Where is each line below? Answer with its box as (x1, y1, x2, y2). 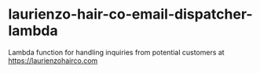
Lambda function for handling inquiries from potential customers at (8, 47, 225, 57)
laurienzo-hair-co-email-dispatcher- (8, 5, 253, 23)
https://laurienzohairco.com (8, 56, 98, 65)
